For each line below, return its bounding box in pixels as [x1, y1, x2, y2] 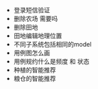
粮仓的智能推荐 [13, 75, 56, 82]
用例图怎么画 [13, 49, 50, 57]
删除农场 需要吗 [13, 14, 58, 23]
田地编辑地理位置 [13, 31, 62, 40]
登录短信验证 [13, 6, 50, 14]
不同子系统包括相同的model [13, 40, 92, 48]
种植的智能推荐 [13, 66, 56, 74]
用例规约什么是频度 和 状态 [13, 58, 90, 65]
